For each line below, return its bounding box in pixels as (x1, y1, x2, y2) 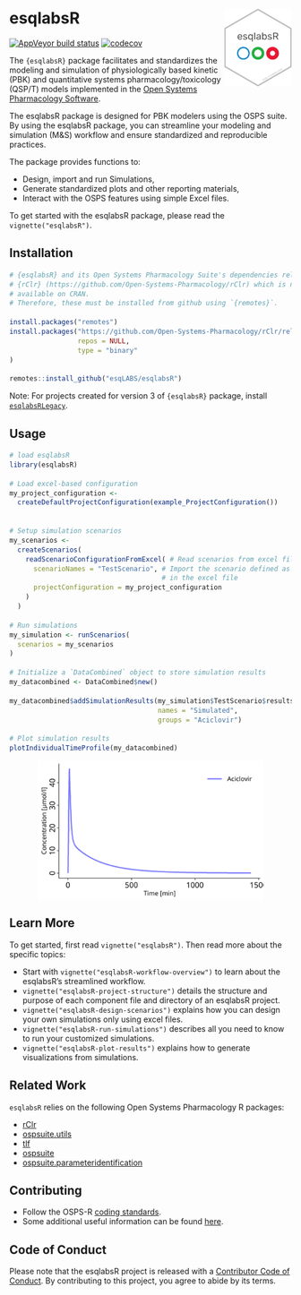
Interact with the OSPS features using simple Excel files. (21, 193, 230, 203)
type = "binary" (77, 346, 139, 355)
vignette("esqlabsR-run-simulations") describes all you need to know (21, 1023, 285, 1033)
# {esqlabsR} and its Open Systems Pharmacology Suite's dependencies (9, 270, 279, 279)
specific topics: (9, 948, 66, 959)
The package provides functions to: (9, 156, 141, 167)
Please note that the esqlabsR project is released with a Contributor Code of (9, 1266, 290, 1277)
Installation (9, 245, 73, 261)
